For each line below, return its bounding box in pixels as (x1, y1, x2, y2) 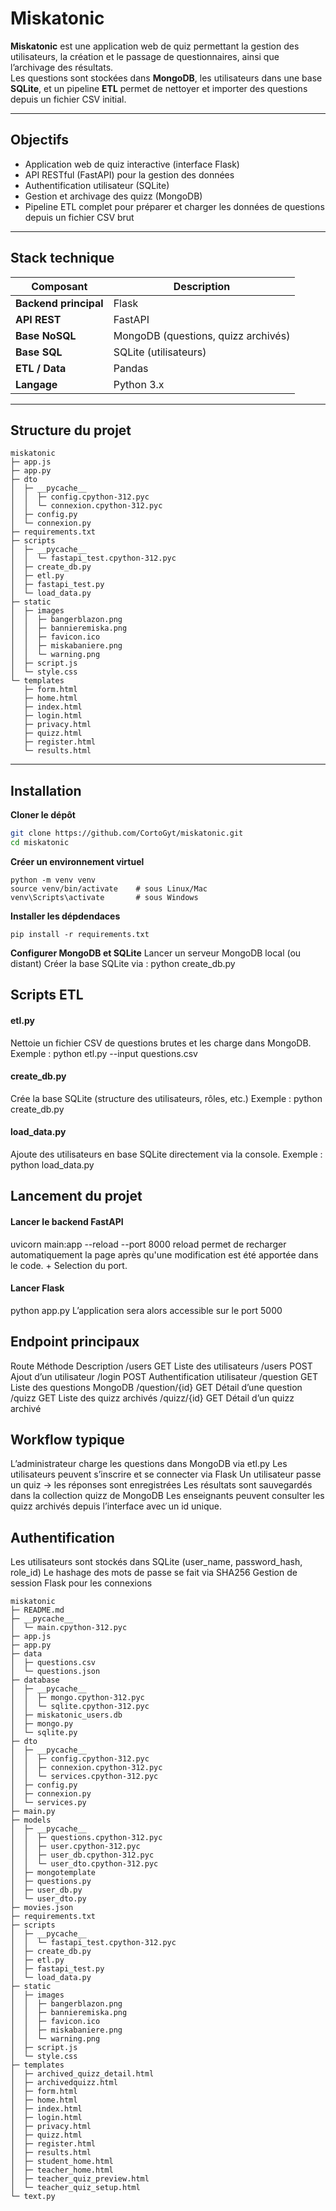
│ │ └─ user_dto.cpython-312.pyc (10, 1859, 159, 1869)
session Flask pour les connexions (10, 1577, 153, 1589)
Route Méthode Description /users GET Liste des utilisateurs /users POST (10, 1360, 313, 1372)
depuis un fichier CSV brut (24, 211, 135, 223)
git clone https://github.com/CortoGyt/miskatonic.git (10, 828, 244, 839)
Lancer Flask (10, 1282, 65, 1294)
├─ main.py (10, 1807, 56, 1817)
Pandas (113, 361, 149, 375)
